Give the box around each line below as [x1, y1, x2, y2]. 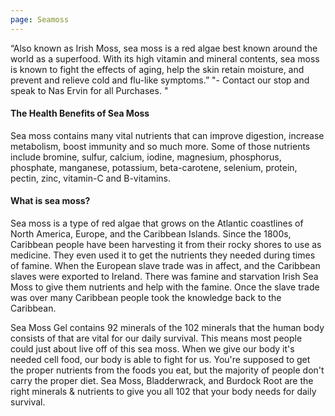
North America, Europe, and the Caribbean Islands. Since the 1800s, [10, 228, 292, 240]
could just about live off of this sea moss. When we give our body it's [10, 343, 295, 355]
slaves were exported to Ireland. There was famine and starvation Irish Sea [10, 271, 319, 283]
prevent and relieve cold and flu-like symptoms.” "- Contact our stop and [10, 74, 310, 86]
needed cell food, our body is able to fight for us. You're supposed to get [10, 354, 311, 366]
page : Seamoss [10, 14, 70, 25]
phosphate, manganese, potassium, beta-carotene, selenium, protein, [10, 161, 298, 173]
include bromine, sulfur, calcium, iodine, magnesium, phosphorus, [10, 151, 282, 163]
